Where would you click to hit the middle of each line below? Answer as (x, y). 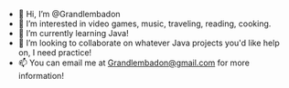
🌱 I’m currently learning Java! (74, 33)
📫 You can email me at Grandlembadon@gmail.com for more (134, 63)
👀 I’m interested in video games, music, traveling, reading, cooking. (144, 24)
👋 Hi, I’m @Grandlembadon (69, 14)
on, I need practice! (55, 53)
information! (41, 76)
